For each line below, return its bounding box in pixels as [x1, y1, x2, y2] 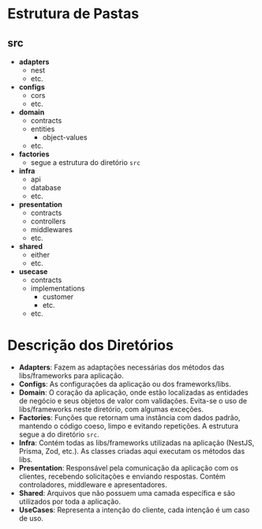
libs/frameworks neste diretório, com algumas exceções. [18, 404, 204, 414]
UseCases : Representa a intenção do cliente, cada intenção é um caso [18, 505, 250, 514]
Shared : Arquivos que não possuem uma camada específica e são [18, 488, 236, 497]
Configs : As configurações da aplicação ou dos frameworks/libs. [18, 379, 231, 388]
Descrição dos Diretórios [7, 336, 174, 355]
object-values [42, 133, 88, 142]
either [30, 250, 51, 259]
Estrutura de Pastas [7, 5, 140, 23]
